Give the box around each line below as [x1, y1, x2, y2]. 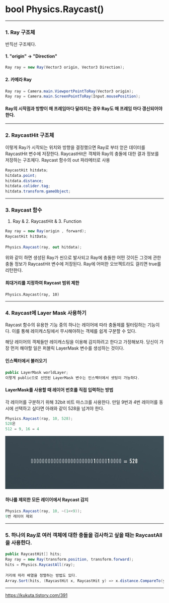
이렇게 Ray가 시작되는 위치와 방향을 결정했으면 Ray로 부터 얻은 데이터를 [5, 144, 146, 150]
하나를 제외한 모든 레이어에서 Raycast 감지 [5, 496, 89, 502]
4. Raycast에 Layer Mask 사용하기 [5, 310, 87, 317]
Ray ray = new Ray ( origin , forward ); [5, 229, 87, 234]
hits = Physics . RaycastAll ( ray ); [5, 562, 75, 568]
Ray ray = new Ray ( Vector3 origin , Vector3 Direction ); [5, 65, 125, 70]
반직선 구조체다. [5, 41, 37, 47]
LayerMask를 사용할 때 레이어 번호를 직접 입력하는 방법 [5, 386, 114, 392]
